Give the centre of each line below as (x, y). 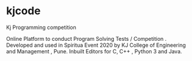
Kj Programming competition (41, 27)
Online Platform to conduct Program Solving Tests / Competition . (86, 38)
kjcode (23, 11)
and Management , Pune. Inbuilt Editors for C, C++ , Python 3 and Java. (94, 51)
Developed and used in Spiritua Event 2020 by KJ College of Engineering (96, 45)
